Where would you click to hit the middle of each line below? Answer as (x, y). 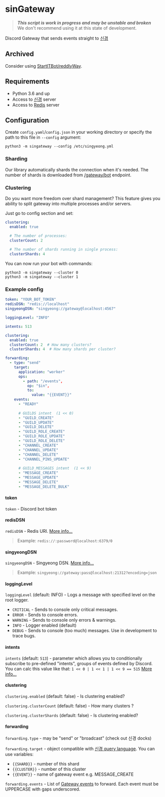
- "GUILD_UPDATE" (36, 422)
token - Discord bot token (31, 509)
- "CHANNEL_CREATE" (38, 445)
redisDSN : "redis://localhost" (37, 304)
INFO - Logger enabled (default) (44, 625)
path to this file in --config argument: (43, 137)
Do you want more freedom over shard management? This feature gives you (83, 198)
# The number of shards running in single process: (64, 250)
